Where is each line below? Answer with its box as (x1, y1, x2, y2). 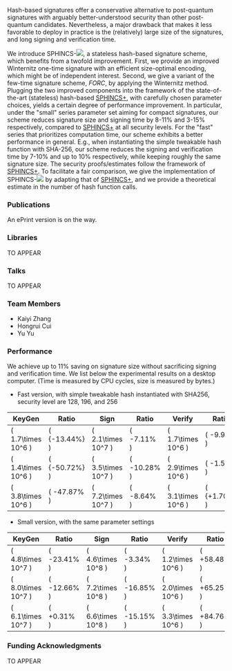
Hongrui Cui (17, 322, 52, 331)
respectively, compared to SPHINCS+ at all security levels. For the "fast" (7, 123, 213, 131)
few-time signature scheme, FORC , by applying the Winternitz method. (7, 79, 209, 87)
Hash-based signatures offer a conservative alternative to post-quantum (7, 6, 214, 14)
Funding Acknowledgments (7, 641, 102, 651)
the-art (7, 93, 28, 102)
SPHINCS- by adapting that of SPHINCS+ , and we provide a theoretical (7, 176, 216, 183)
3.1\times (167, 491, 199, 501)
